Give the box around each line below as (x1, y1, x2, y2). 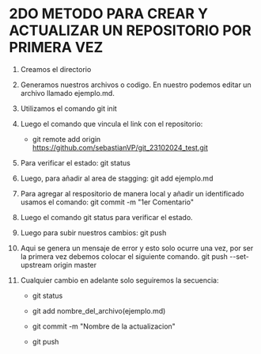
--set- (229, 251, 250, 261)
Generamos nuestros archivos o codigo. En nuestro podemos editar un (20, 80, 252, 89)
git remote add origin (32, 134, 101, 143)
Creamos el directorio (20, 64, 92, 74)
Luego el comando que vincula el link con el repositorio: (20, 119, 203, 128)
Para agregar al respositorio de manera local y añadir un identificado (20, 188, 244, 198)
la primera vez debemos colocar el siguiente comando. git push (20, 251, 229, 261)
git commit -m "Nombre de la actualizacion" (32, 322, 176, 331)
